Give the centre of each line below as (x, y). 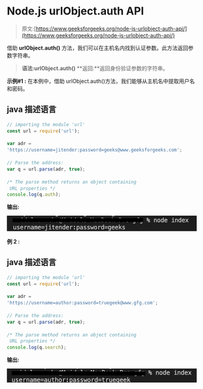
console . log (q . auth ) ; (34, 194)
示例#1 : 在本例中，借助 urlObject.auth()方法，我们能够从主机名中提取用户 (98, 81)
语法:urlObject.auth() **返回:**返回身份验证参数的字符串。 (95, 68)
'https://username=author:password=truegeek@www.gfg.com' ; (83, 303)
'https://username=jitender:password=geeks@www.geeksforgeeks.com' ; (95, 150)
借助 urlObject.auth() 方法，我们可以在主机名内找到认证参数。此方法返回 (98, 48)
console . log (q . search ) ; (37, 348)
